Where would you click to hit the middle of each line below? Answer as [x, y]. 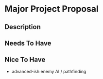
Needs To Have [28, 43]
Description [23, 27]
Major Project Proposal [52, 9]
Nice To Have [25, 60]
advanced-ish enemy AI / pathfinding [49, 71]
